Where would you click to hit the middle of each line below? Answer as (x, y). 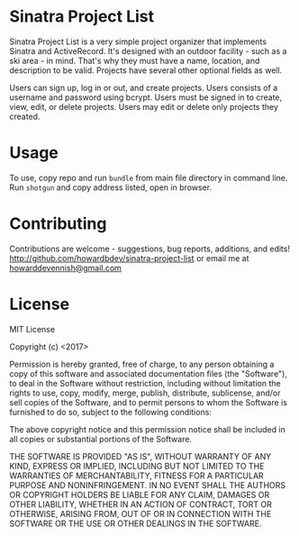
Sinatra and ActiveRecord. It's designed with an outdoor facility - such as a (148, 50)
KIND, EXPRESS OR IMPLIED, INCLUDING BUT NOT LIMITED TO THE (137, 466)
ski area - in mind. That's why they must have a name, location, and (135, 60)
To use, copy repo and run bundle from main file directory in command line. (149, 177)
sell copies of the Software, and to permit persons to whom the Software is (149, 402)
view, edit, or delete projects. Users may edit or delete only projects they (144, 106)
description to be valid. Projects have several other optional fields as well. (146, 70)
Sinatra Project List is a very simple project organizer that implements (138, 41)
